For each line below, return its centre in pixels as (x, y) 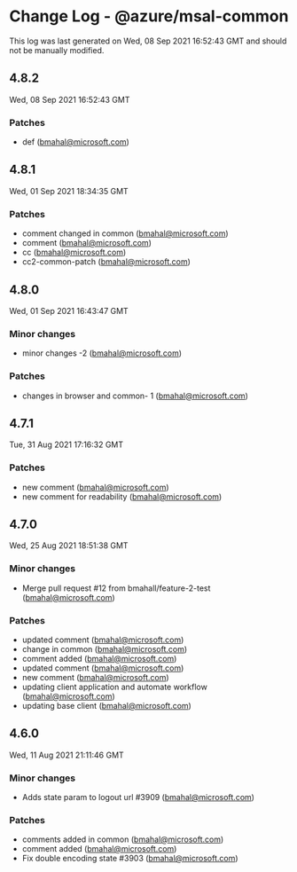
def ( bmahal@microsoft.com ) (76, 142)
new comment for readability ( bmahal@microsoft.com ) (122, 496)
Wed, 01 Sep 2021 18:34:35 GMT (69, 191)
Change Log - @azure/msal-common (149, 16)
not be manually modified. (57, 50)
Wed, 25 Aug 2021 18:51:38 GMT (69, 546)
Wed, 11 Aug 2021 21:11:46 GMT (66, 755)
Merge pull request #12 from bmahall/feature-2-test (116, 588)
